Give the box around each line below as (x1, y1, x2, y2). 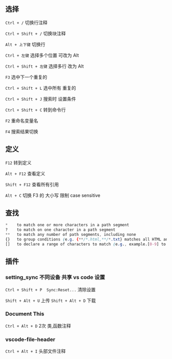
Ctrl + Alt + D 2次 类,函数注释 (5, 323, 71, 329)
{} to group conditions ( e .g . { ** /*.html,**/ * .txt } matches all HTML (5, 237, 161, 242)
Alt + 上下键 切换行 (5, 41, 46, 47)
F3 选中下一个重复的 (5, 74, 48, 80)
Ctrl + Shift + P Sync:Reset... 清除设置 (5, 286, 96, 292)
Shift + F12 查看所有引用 (5, 181, 59, 187)
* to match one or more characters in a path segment (5, 223, 130, 228)
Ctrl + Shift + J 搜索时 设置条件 (5, 95, 76, 102)
